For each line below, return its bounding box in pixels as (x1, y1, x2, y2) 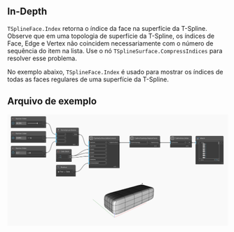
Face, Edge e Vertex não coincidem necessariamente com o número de (7, 39, 214, 48)
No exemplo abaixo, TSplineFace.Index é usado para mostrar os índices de (7, 67, 223, 76)
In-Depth (7, 6, 48, 18)
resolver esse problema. (7, 54, 77, 62)
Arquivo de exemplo (7, 95, 97, 107)
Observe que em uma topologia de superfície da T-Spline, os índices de (7, 32, 215, 40)
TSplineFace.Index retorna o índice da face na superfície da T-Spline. (7, 24, 208, 32)
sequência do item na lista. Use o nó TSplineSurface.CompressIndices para (7, 46, 223, 55)
